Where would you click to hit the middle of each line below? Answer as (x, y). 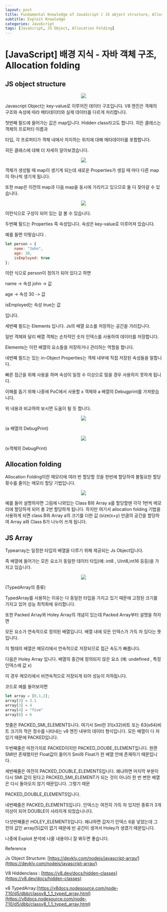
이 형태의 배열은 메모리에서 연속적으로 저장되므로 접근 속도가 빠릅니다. (73, 649)
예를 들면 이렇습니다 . (26, 235)
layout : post (19, 10)
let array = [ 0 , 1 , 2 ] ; (28, 696)
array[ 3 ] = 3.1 (21, 701)
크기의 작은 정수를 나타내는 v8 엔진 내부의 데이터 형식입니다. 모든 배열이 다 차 (85, 731)
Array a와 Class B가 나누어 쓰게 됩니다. (48, 522)
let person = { (21, 244)
